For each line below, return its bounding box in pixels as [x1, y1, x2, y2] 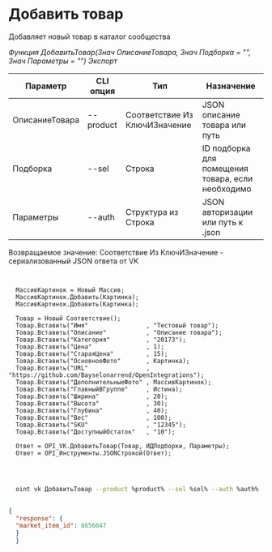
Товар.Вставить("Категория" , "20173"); [15, 336, 186, 344]
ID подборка [202, 143, 251, 154]
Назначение [206, 80, 257, 92]
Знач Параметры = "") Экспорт [8, 56, 117, 66]
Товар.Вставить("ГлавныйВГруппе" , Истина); [15, 385, 183, 393]
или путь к [202, 216, 244, 228]
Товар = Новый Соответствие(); [15, 314, 121, 323]
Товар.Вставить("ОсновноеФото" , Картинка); [15, 357, 190, 365]
